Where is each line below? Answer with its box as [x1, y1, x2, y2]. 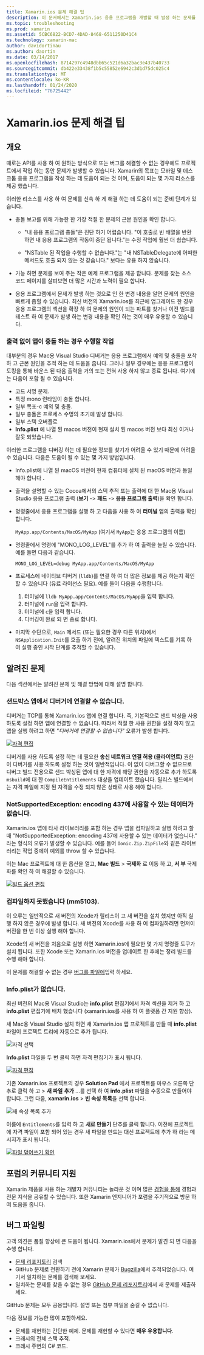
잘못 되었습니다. [15, 433, 53, 441]
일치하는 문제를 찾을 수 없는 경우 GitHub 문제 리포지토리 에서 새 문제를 [15, 1280, 180, 1288]
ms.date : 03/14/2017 [6, 54, 59, 60]
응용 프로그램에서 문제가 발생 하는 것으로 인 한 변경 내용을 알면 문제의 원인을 [15, 290, 195, 297]
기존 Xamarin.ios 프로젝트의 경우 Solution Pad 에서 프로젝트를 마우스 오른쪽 [6, 1080, 188, 1087]
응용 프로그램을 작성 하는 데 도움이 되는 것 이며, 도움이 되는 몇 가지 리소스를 [17, 174, 195, 182]
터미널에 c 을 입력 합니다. [24, 608, 83, 616]
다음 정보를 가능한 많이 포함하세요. [6, 1314, 87, 1322]
